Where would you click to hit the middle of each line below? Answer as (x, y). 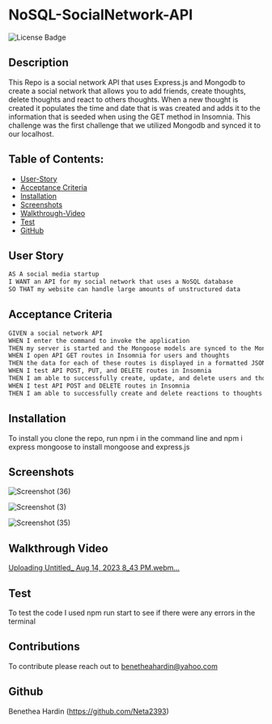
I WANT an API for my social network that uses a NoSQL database (121, 282)
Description (38, 63)
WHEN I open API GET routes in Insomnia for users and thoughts (119, 356)
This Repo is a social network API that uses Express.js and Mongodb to (127, 82)
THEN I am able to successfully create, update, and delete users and (130, 379)
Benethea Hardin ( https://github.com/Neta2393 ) (89, 711)
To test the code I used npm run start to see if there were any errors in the (132, 612)
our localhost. (31, 133)
